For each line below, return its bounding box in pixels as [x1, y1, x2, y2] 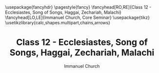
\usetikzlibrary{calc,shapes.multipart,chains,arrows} [5, 20, 111, 25]
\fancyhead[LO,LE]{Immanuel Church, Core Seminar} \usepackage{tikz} [5, 15, 150, 20]
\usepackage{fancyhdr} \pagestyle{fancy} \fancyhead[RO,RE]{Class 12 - [5, 4, 152, 10]
